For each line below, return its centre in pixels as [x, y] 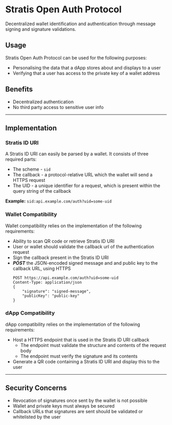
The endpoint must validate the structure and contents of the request [93, 345]
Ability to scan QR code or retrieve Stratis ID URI [63, 241]
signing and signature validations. [41, 29]
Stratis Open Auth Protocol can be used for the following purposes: [76, 58]
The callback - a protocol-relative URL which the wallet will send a [82, 175]
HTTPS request [29, 180]
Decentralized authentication [43, 102]
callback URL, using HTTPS [42, 268]
